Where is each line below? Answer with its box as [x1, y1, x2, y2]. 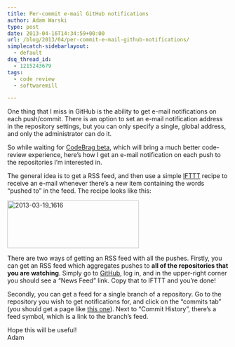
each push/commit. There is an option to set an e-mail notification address [7, 115, 223, 123]
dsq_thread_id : [7, 56, 52, 63]
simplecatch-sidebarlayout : [7, 43, 90, 50]
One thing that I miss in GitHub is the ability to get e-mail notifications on [7, 107, 217, 116]
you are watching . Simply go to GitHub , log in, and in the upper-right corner [7, 269, 227, 278]
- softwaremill [13, 82, 58, 89]
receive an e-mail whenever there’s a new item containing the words [7, 179, 205, 188]
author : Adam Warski [7, 17, 68, 24]
